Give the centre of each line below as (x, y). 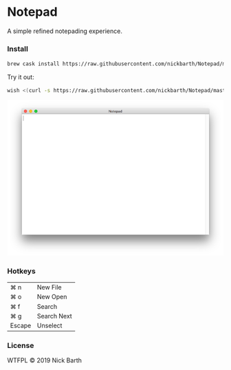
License (21, 345)
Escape (21, 326)
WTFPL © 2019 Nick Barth (45, 360)
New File (49, 287)
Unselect (49, 326)
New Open (52, 297)
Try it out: (21, 77)
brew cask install (33, 64)
